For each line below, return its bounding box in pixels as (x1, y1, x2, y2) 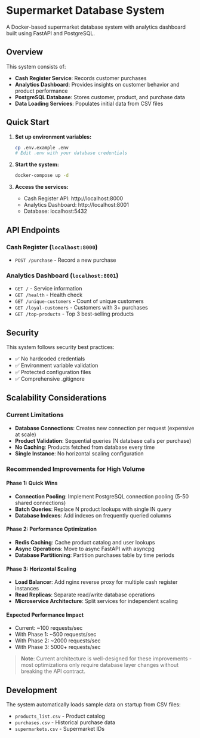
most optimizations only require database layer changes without (20, 662, 179, 669)
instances (14, 585, 39, 592)
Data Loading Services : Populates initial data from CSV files (14, 100, 164, 107)
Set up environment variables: (14, 133, 92, 140)
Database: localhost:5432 (23, 207, 88, 215)
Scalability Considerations (6, 393, 107, 403)
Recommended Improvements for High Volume (6, 464, 145, 473)
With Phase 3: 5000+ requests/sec (14, 644, 101, 651)
